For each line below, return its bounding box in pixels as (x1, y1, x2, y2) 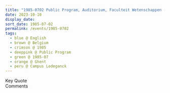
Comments (5, 83, 28, 89)
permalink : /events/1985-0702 (5, 26, 69, 31)
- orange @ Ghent (10, 59, 47, 64)
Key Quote (5, 78, 27, 84)
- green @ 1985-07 (10, 54, 49, 60)
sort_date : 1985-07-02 (5, 21, 53, 27)
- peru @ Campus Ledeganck (10, 64, 67, 69)
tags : (5, 31, 17, 36)
